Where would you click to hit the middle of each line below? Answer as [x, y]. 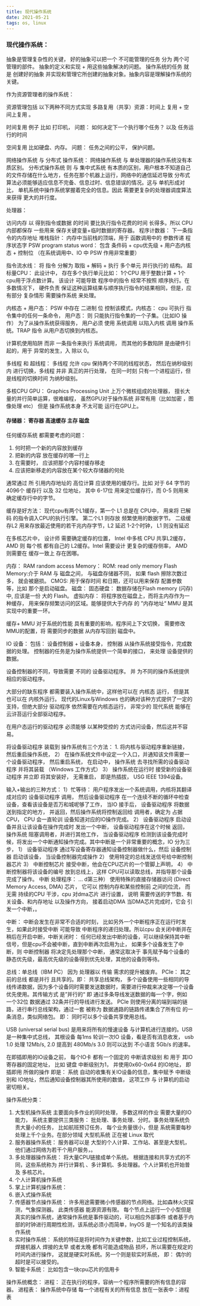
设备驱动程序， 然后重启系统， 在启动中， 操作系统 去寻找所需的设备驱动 [100, 762]
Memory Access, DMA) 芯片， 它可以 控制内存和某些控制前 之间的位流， [95, 886]
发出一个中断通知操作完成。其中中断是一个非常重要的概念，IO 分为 [104, 841]
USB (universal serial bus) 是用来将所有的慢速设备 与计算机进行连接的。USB [99, 1029]
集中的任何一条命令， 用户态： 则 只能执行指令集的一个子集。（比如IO [96, 315]
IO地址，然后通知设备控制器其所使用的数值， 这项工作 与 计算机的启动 [104, 1079]
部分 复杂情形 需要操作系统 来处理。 [55, 295]
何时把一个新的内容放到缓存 [49, 448]
